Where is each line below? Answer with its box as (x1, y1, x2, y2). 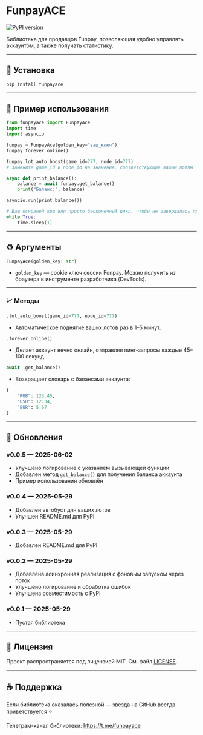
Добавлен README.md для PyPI (14, 541, 98, 549)
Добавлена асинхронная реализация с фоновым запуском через (14, 571, 184, 578)
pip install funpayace (6, 81, 63, 87)
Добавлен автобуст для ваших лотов (14, 506, 111, 513)
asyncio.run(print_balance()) (6, 198, 83, 204)
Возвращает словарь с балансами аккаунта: (14, 375, 130, 383)
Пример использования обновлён (14, 477, 104, 485)
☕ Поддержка (6, 682, 62, 692)
